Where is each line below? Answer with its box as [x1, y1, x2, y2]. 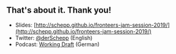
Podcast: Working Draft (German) [15, 41, 100, 48]
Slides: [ [15, 21, 36, 29]
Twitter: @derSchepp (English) [15, 34, 93, 41]
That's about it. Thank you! [6, 5, 112, 16]
